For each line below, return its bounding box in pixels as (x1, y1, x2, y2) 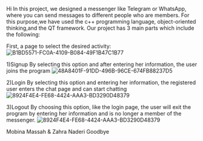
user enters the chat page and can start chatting (6, 85, 127, 93)
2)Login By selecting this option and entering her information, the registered (6, 79, 196, 86)
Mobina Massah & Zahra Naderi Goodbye (6, 128, 110, 135)
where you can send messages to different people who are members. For (6, 11, 190, 19)
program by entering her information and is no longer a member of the (6, 110, 182, 117)
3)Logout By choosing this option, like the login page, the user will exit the (6, 103, 191, 111)
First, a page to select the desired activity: (6, 42, 111, 50)
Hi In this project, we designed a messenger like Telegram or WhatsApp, (6, 5, 187, 12)
